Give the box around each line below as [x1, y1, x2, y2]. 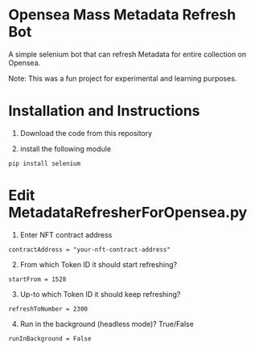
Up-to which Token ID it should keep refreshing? [19, 289, 181, 299]
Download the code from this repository [19, 128, 153, 138]
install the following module [19, 143, 111, 154]
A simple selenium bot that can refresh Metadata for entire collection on [8, 49, 247, 59]
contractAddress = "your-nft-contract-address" [8, 246, 171, 254]
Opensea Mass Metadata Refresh [8, 6, 236, 24]
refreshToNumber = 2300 [8, 304, 88, 313]
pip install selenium [8, 159, 81, 167]
